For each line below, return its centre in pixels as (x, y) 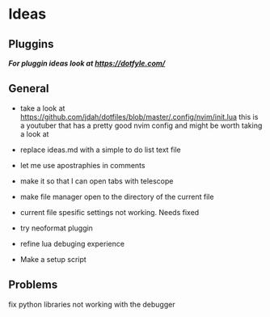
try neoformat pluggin (56, 228)
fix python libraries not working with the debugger (92, 304)
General (29, 89)
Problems (33, 285)
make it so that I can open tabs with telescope (97, 181)
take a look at (42, 108)
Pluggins (31, 44)
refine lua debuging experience (72, 243)
